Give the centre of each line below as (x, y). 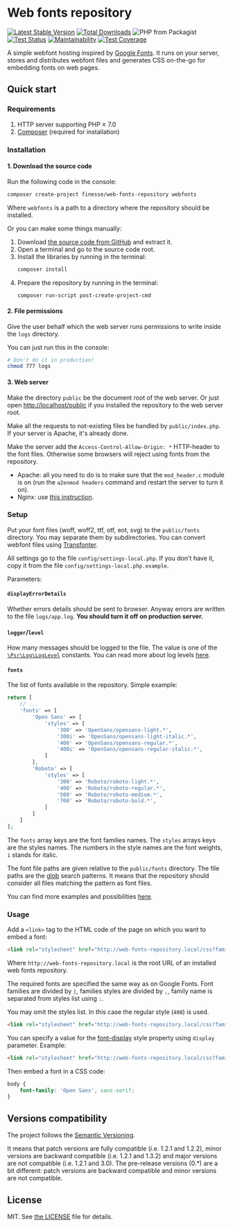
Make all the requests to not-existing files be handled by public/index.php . (114, 425)
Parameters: (25, 579)
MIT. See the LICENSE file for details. (60, 1217)
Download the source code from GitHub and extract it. (95, 242)
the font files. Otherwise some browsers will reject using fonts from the (109, 454)
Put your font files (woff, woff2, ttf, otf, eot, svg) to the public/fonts (103, 530)
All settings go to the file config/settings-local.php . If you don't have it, (111, 558)
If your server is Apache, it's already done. (68, 433)
